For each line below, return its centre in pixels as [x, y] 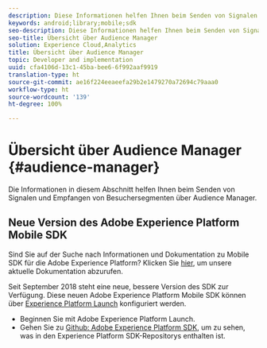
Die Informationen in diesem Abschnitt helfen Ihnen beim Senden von [122, 189]
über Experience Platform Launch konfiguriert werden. [97, 304]
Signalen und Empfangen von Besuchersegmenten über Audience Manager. [133, 198]
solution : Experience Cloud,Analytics [72, 45]
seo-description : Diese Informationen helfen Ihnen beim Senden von [124, 30]
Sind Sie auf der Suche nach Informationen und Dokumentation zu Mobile [129, 254]
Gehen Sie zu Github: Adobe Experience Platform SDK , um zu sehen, [132, 327]
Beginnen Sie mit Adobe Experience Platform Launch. [107, 319]
